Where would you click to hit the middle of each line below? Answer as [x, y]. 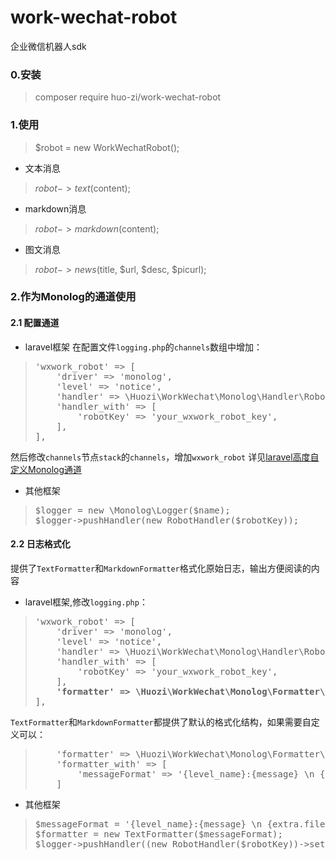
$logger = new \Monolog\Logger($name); [132, 510]
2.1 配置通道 [35, 323]
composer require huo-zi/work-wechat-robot [128, 97]
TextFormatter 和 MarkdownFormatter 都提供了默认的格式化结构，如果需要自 [161, 722]
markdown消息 [55, 208]
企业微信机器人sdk [48, 46]
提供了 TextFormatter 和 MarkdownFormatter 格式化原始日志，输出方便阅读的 [161, 568]
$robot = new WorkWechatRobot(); [107, 147]
